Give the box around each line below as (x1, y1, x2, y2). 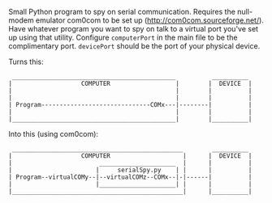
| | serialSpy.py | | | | (8, 166, 253, 174)
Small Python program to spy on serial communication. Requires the (8, 7, 235, 16)
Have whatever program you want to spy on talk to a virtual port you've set (8, 24, 258, 33)
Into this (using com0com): (8, 129, 99, 138)
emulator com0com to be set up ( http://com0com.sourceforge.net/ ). (35, 15, 264, 25)
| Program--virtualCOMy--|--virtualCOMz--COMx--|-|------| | (8, 173, 253, 181)
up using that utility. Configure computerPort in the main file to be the (8, 32, 238, 42)
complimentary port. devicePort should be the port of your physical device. (8, 41, 261, 51)
